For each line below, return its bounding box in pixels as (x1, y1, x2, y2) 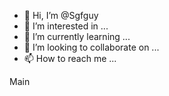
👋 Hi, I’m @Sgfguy (23, 10, 99, 21)
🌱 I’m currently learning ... (23, 31, 131, 42)
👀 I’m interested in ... (23, 20, 109, 32)
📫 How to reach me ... (23, 53, 117, 64)
